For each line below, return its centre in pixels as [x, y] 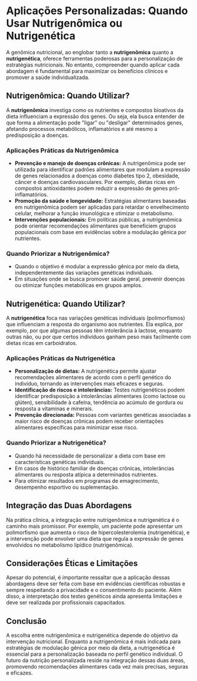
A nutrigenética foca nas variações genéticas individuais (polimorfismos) [96, 318]
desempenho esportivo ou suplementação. [67, 487]
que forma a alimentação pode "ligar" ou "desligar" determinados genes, [95, 123]
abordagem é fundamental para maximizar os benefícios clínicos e [87, 71]
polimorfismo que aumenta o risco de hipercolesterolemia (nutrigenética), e [98, 532]
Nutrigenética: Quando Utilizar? [66, 304]
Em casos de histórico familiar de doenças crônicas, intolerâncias [94, 468]
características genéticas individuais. [60, 462]
